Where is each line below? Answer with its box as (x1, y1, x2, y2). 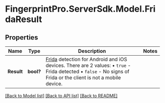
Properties (5, 33, 38, 41)
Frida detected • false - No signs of (46, 68, 130, 75)
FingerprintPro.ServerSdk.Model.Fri (5, 3, 156, 15)
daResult (5, 14, 42, 25)
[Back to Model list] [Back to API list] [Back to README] (5, 93, 118, 99)
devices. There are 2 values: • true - (46, 62, 131, 69)
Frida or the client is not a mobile (46, 74, 121, 81)
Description (78, 48, 107, 54)
